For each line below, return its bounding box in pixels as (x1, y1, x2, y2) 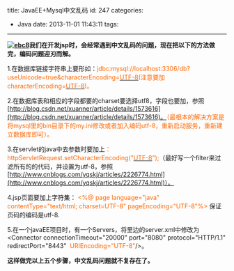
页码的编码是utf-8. (7, 211, 61, 219)
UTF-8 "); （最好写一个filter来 (133, 154, 215, 162)
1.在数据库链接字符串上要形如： (7, 65, 97, 72)
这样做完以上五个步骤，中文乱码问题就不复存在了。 (7, 256, 154, 265)
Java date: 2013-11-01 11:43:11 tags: (17, 20, 119, 28)
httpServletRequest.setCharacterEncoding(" (7, 154, 134, 162)
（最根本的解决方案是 (166, 113, 225, 121)
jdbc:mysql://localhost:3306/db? (96, 65, 190, 72)
